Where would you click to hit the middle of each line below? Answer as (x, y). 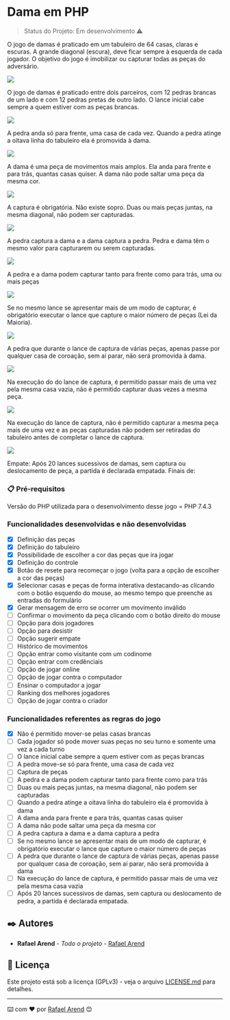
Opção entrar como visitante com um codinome (84, 654)
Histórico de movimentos (52, 647)
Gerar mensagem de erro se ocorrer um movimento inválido (101, 607)
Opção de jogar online (48, 669)
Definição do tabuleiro (48, 547)
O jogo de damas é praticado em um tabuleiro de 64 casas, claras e (103, 44)
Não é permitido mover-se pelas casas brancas (84, 734)
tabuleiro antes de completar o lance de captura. (76, 437)
